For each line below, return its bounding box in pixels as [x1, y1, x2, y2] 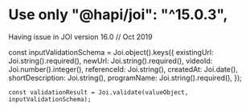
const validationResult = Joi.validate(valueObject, [8, 88, 189, 97]
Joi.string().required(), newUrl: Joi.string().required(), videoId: [8, 56, 213, 65]
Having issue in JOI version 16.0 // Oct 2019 [8, 32, 153, 42]
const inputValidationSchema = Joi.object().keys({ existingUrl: [8, 47, 214, 57]
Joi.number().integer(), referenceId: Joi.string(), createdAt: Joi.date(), [8, 64, 239, 73]
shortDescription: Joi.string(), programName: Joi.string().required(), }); [8, 73, 243, 82]
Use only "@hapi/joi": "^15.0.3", [8, 6, 228, 24]
